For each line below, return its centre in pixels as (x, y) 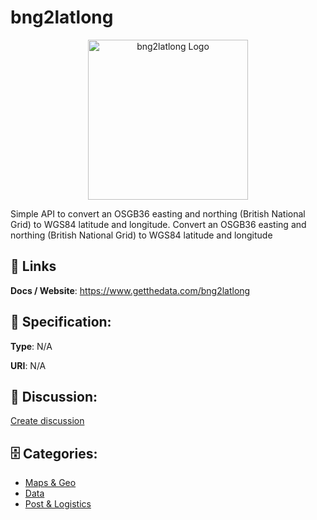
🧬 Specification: (61, 322)
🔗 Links (33, 266)
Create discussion (47, 421)
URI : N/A (28, 365)
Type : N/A (31, 346)
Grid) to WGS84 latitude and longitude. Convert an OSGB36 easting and (158, 224)
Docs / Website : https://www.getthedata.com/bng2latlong (130, 290)
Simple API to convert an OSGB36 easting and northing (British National (158, 213)
